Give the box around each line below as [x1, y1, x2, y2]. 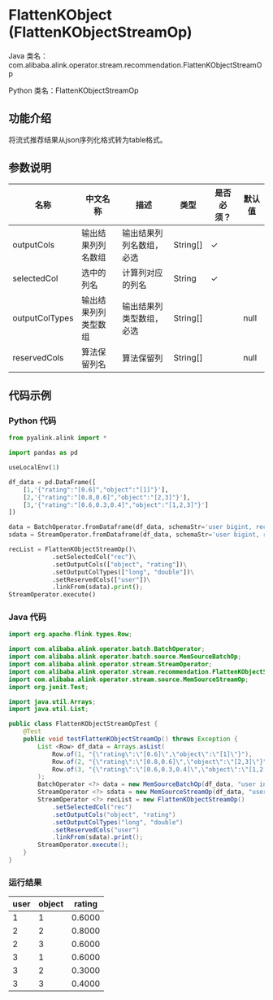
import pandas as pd [8, 449, 79, 457]
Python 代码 [8, 415, 57, 426]
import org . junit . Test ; [8, 683, 89, 691]
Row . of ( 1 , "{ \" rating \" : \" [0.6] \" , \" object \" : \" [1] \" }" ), [51, 750, 253, 758]
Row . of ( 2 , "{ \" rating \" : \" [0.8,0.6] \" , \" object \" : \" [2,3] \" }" [51, 758, 267, 766]
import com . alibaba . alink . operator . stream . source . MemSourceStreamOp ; [8, 675, 249, 683]
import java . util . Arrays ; [8, 697, 96, 705]
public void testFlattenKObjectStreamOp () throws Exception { [23, 735, 238, 744]
